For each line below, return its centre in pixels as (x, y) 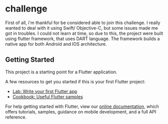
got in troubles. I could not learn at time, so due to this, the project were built (84, 33)
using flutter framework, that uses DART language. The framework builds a (82, 39)
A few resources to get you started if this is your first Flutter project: (75, 81)
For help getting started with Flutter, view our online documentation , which (82, 106)
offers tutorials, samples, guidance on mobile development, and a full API (81, 111)
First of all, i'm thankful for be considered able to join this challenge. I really (83, 23)
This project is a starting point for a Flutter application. (61, 72)
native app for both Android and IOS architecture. (56, 44)
